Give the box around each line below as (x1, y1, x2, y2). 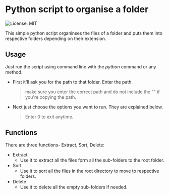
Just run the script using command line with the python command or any (5, 63, 156, 69)
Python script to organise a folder (5, 4, 149, 15)
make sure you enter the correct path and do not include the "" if (25, 89, 160, 95)
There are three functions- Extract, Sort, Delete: (5, 142, 105, 148)
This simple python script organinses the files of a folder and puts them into (5, 30, 163, 36)
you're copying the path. (25, 94, 77, 100)
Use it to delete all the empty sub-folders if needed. (20, 184, 128, 190)
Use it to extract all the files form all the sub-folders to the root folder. (20, 157, 164, 163)
